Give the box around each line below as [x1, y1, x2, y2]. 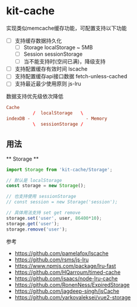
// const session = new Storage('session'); [6, 199, 118, 205]
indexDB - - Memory [6, 116, 108, 122]
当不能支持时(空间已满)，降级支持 [23, 58, 106, 65]
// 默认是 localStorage [6, 177, 62, 183]
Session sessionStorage [23, 50, 83, 57]
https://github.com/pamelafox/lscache [14, 250, 109, 257]
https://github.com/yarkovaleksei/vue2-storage [14, 293, 131, 300]
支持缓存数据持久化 [14, 37, 62, 44]
